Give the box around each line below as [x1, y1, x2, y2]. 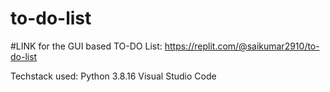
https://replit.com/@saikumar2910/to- [164, 40, 320, 52]
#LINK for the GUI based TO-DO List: [10, 40, 163, 52]
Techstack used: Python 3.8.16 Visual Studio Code [10, 70, 217, 82]
